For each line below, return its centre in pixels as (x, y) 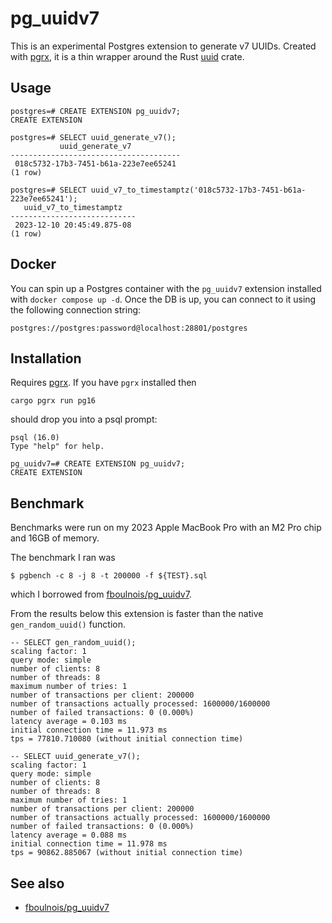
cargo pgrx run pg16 (53, 401)
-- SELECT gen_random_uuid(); (73, 643)
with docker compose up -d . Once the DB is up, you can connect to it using (163, 299)
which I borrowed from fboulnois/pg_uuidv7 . (101, 594)
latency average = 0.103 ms (69, 722)
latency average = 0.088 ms (69, 835)
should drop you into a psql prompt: (84, 419)
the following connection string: (76, 309)
